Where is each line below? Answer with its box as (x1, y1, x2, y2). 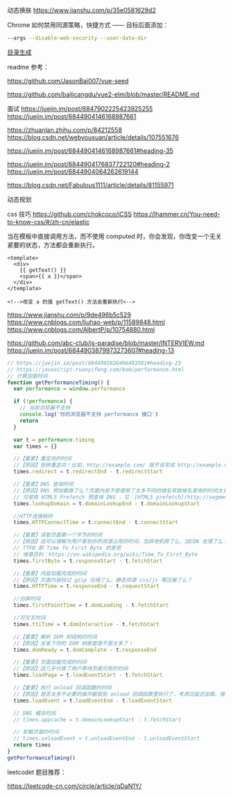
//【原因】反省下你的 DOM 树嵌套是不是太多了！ (13, 639, 134, 647)
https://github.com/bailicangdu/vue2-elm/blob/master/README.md (7, 90, 200, 99)
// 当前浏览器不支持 (19, 405, 71, 412)
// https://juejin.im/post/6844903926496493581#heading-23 (7, 360, 182, 367)
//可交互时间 (13, 614, 46, 621)
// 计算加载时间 (7, 372, 48, 380)
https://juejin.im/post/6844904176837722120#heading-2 (7, 160, 171, 168)
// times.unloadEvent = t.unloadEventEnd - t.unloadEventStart (13, 735, 200, 742)
